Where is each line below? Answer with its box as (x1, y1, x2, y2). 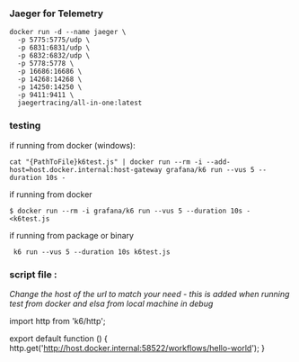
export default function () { (9, 332, 108, 344)
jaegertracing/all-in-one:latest (17, 98, 143, 108)
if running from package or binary (9, 230, 135, 240)
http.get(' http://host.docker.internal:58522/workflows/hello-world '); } (9, 342, 266, 353)
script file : (9, 268, 57, 281)
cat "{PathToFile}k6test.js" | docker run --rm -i (9, 157, 203, 167)
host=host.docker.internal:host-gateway (9, 165, 163, 174)
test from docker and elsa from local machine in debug (9, 298, 214, 309)
